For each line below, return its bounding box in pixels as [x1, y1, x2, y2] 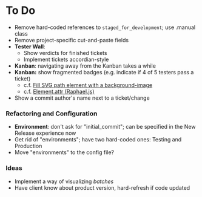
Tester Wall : [14, 43, 46, 50]
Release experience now [14, 129, 76, 137]
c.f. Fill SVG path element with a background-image [23, 81, 153, 88]
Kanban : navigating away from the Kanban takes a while [14, 62, 156, 69]
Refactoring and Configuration [5, 109, 98, 118]
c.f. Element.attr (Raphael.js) [23, 88, 95, 95]
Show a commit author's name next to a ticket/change [14, 94, 150, 102]
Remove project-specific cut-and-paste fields [14, 36, 129, 44]
